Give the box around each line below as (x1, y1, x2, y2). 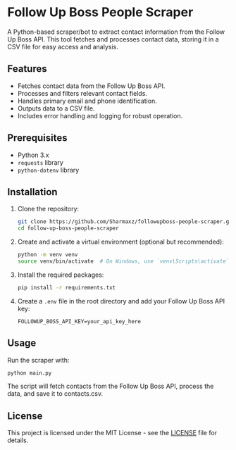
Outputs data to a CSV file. (17, 104, 95, 113)
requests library (17, 158, 63, 166)
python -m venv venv (17, 251, 78, 258)
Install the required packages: (17, 270, 104, 279)
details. (7, 436, 29, 444)
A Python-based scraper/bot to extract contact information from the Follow (7, 27, 225, 36)
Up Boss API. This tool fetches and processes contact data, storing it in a (7, 35, 220, 43)
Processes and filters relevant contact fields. (17, 89, 148, 97)
